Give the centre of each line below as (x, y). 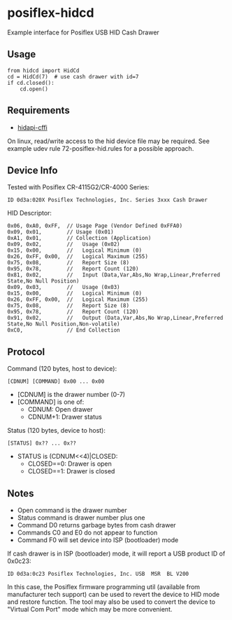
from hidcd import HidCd (43, 70)
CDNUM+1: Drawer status (65, 417)
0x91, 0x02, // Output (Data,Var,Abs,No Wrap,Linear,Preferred (115, 318)
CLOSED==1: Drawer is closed (71, 471)
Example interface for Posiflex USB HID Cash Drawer (83, 32)
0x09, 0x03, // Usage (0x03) (64, 288)
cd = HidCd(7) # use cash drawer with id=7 (73, 76)
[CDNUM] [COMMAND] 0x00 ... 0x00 (56, 382)
